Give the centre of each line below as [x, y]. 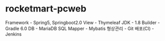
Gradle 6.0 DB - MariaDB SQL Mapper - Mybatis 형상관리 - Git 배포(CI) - [80, 28]
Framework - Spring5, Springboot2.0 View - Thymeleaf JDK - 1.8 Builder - [82, 22]
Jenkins [13, 34]
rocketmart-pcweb [46, 9]
